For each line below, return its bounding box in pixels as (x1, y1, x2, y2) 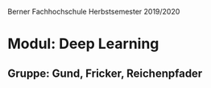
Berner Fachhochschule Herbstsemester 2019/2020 (7, 7, 180, 16)
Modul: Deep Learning (7, 35, 159, 53)
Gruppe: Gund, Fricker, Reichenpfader (7, 66, 203, 80)
